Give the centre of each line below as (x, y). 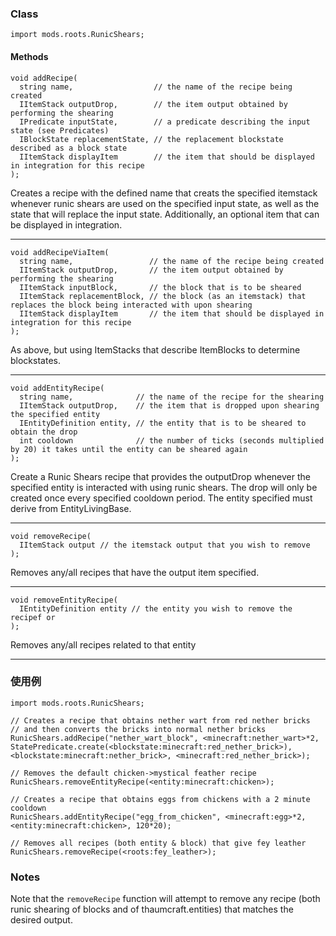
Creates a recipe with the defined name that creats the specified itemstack (164, 193)
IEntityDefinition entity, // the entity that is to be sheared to (163, 423)
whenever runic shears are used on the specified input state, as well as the (165, 203)
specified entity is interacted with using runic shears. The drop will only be (164, 487)
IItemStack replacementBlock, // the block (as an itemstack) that (163, 296)
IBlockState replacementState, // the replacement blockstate (151, 139)
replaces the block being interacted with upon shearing (131, 305)
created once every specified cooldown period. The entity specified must (161, 498)
